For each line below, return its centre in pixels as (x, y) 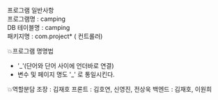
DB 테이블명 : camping (39, 27)
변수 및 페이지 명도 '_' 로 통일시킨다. (66, 74)
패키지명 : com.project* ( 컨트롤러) (55, 36)
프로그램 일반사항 (31, 10)
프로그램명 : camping (37, 19)
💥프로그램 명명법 (30, 51)
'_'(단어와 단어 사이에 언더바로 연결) (65, 66)
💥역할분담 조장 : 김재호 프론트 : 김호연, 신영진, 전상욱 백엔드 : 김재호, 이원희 (110, 89)
